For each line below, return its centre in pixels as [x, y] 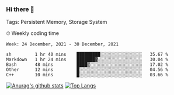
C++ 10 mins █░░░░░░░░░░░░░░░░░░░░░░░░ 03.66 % [87, 75]
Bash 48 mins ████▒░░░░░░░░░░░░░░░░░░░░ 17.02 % [87, 65]
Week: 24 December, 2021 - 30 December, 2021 [62, 44]
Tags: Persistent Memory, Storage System [57, 22]
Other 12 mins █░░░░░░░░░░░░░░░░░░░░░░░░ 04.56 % [87, 70]
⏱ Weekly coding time [33, 33]
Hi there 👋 [20, 9]
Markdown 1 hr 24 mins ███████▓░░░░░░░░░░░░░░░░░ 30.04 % [87, 60]
